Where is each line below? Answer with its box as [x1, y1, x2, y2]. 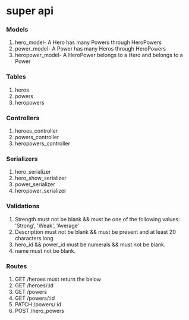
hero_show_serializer [14, 174, 67, 182]
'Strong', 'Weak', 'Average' [14, 222, 80, 229]
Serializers [6, 155, 38, 163]
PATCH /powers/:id [14, 300, 62, 308]
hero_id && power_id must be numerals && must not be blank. [14, 241, 166, 248]
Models [6, 26, 29, 34]
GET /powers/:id [14, 294, 55, 302]
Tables [6, 73, 26, 81]
